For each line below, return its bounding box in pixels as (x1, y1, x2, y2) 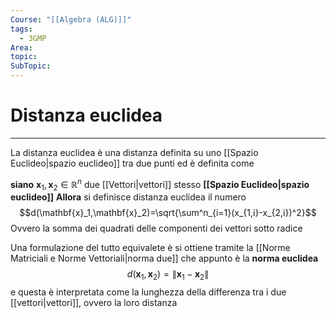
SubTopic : (10, 61, 52, 71)
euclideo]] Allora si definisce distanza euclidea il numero (10, 191, 247, 203)
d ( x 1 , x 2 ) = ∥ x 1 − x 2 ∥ (126, 268, 210, 283)
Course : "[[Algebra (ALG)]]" (10, 14, 132, 25)
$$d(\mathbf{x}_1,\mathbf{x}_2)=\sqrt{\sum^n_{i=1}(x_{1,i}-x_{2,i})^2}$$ (19, 207, 317, 219)
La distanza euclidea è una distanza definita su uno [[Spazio (10, 146, 259, 158)
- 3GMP (19, 33, 47, 43)
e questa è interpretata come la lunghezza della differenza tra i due (10, 286, 287, 298)
